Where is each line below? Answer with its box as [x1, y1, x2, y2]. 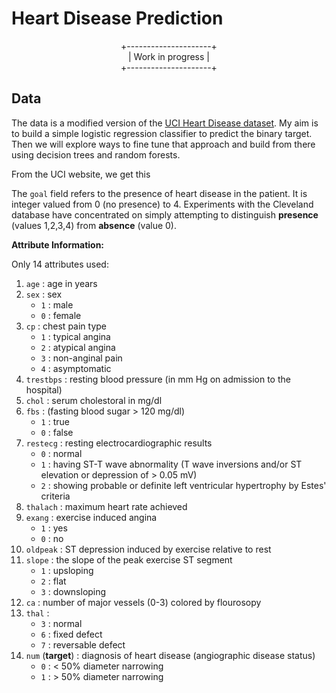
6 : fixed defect [40, 628, 103, 640]
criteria [40, 490, 71, 502]
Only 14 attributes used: [11, 258, 109, 270]
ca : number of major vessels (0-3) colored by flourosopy [25, 596, 262, 608]
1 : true [40, 415, 70, 427]
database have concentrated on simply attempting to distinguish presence [11, 208, 319, 221]
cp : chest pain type [25, 320, 108, 332]
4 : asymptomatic [40, 362, 112, 374]
